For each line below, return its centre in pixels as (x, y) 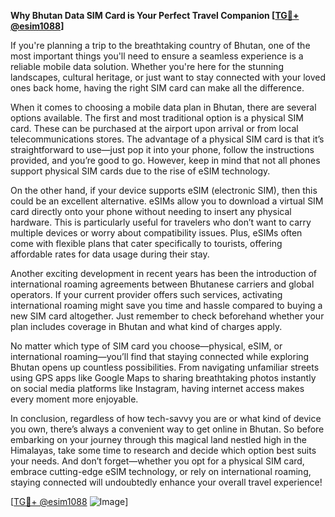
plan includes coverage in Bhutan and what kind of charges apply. (146, 326)
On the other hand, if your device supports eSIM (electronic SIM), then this (164, 190)
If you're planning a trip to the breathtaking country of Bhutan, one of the (160, 45)
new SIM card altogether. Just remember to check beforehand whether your (167, 316)
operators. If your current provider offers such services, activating (146, 294)
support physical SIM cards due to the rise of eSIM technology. (140, 171)
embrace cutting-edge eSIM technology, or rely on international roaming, (161, 471)
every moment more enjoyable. (74, 399)
